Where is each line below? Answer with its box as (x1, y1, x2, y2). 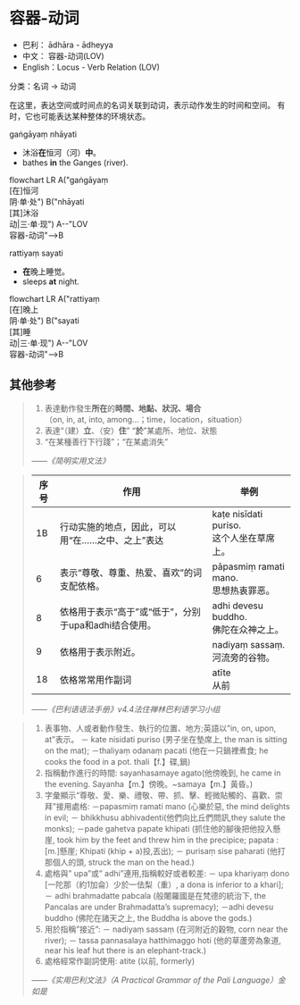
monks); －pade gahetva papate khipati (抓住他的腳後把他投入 (44, 823, 274, 833)
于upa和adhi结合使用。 (59, 618, 157, 631)
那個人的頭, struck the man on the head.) (44, 857, 195, 867)
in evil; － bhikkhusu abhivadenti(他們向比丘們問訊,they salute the (44, 812, 286, 823)
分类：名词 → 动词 (9, 80, 77, 91)
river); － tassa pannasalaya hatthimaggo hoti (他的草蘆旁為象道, (44, 934, 281, 945)
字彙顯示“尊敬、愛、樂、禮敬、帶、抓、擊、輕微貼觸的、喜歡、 (44, 790, 275, 800)
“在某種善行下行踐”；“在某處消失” (44, 436, 169, 447)
